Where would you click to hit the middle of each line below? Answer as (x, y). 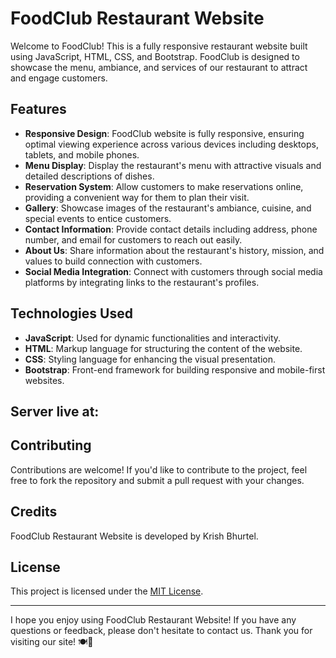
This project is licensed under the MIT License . (107, 591)
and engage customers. (59, 78)
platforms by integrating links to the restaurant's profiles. (142, 282)
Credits (34, 512)
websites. (44, 380)
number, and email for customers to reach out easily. (133, 239)
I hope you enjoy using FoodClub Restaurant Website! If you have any (153, 620)
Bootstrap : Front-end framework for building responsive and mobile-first (175, 369)
